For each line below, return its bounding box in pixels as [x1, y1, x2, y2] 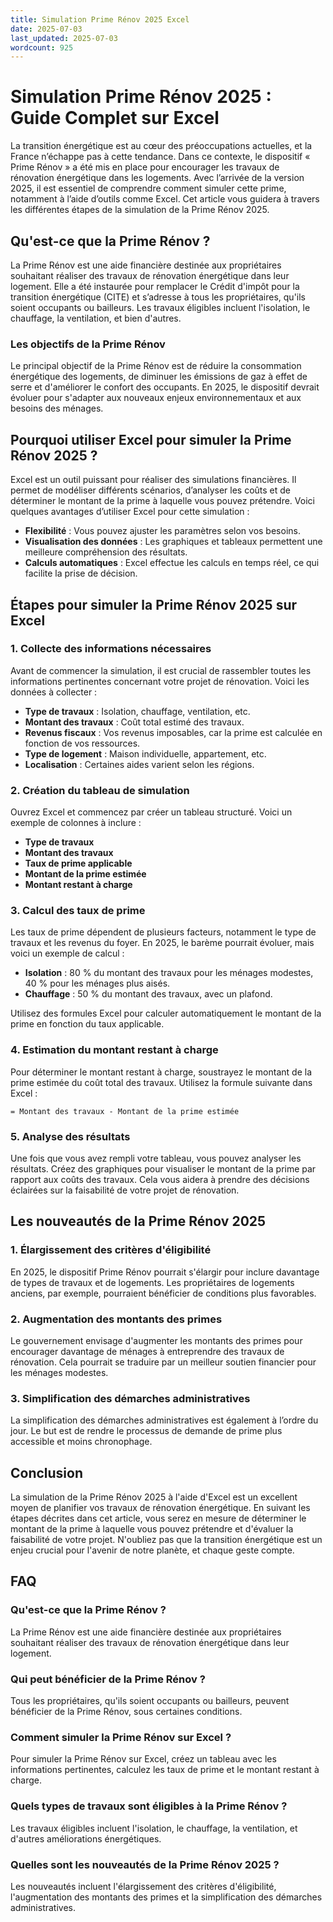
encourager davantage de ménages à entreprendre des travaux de [10, 1345, 285, 1357]
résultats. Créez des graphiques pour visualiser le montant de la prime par [10, 1162, 317, 1175]
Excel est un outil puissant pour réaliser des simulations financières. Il [10, 474, 297, 486]
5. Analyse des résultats [10, 1129, 131, 1143]
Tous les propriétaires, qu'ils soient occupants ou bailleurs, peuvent [10, 1695, 290, 1707]
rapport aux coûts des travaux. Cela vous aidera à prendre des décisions [10, 1173, 310, 1185]
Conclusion [10, 1464, 84, 1481]
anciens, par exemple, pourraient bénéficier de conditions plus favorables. [10, 1287, 317, 1299]
